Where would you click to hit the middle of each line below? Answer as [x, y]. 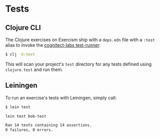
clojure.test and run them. [34, 70]
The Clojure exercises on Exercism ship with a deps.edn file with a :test [80, 40]
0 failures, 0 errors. [29, 130]
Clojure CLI [23, 28]
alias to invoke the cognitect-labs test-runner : [53, 45]
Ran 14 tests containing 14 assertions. [49, 125]
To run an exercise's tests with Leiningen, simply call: [61, 97]
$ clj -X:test [20, 54]
